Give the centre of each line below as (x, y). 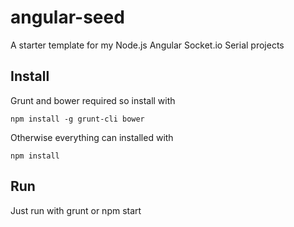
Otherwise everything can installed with (92, 137)
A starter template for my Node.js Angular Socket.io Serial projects (147, 45)
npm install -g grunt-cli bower (77, 119)
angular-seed (67, 17)
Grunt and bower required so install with (93, 100)
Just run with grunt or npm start (76, 210)
